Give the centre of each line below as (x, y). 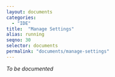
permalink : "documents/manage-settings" (58, 52)
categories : (21, 18)
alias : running (25, 35)
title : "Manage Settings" (40, 29)
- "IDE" (21, 23)
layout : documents (29, 12)
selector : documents (32, 46)
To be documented (30, 69)
